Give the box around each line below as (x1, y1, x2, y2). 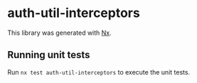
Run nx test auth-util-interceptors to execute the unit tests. (7, 67, 191, 76)
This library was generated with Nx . (7, 28, 112, 37)
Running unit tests (7, 49, 90, 61)
